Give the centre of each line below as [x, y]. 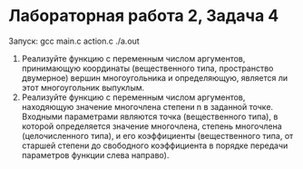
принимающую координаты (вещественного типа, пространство [147, 68]
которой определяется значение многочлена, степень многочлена [151, 126]
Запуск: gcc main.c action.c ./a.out [74, 41]
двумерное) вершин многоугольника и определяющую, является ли [155, 77]
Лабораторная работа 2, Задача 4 [144, 16]
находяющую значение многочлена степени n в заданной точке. [147, 106]
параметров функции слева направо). [95, 154]
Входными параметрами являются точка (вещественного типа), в [150, 116]
